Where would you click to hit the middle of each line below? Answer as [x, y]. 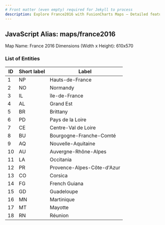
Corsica [59, 175]
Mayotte [59, 207]
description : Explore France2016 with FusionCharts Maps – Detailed [77, 14]
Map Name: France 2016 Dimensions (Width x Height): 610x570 [69, 46]
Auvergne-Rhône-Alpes [78, 151]
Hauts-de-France [71, 80]
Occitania [61, 159]
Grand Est [61, 104]
